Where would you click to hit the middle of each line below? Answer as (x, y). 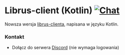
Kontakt (14, 37)
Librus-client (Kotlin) (49, 11)
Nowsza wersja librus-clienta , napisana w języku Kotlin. (62, 24)
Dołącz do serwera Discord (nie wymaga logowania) (65, 48)
